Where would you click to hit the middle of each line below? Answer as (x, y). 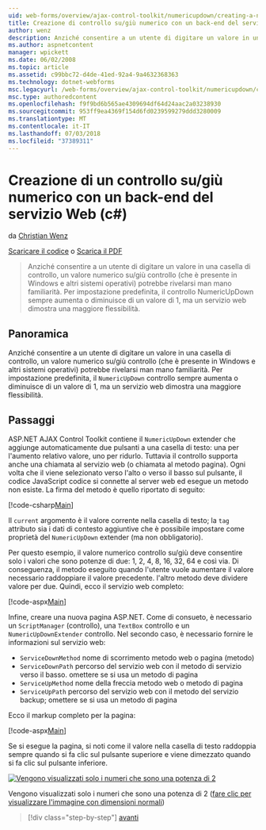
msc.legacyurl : (33, 89)
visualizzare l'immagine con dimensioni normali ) (86, 802)
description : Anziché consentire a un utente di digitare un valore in (129, 38)
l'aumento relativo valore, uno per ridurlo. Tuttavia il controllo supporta (123, 456)
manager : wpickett (38, 52)
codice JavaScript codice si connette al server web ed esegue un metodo (129, 482)
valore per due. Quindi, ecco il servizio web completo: (96, 586)
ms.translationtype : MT (47, 119)
